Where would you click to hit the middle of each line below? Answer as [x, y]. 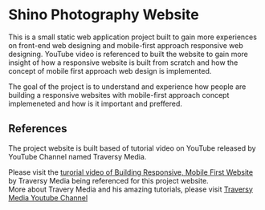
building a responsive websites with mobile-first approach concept [119, 95]
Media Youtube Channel [48, 197]
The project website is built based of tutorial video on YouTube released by [132, 148]
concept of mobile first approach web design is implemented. [110, 71]
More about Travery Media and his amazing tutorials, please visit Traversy [130, 189]
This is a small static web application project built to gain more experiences [132, 37]
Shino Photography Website [104, 15]
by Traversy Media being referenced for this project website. [108, 180]
